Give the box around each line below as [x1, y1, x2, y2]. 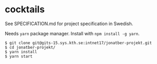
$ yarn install [5, 49, 37, 54]
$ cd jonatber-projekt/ [5, 45, 56, 50]
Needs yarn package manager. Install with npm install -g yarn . [5, 30, 140, 36]
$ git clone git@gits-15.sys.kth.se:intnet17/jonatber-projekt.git [5, 40, 152, 46]
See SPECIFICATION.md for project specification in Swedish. [5, 20, 133, 27]
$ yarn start [5, 54, 33, 59]
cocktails [5, 4, 45, 15]
